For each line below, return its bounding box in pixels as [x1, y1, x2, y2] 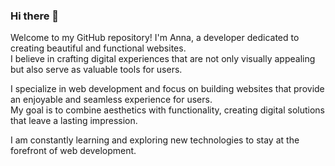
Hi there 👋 [10, 9, 60, 23]
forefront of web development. [10, 145, 137, 157]
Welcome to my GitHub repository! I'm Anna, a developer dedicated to [10, 32, 300, 44]
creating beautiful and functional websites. [10, 42, 187, 54]
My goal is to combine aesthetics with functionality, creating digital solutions [10, 104, 325, 116]
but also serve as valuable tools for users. [10, 64, 183, 76]
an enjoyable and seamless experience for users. [10, 94, 213, 106]
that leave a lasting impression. [10, 115, 138, 127]
